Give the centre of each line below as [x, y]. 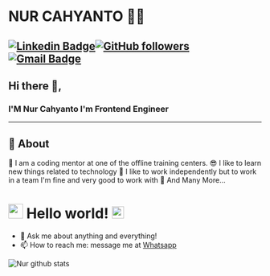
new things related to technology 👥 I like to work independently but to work [133, 171]
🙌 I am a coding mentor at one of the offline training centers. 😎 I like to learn [135, 163]
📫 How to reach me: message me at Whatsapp [98, 245]
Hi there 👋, [35, 86]
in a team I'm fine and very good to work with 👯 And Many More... [117, 180]
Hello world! [67, 214]
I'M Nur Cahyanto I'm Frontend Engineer [88, 109]
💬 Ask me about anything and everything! [88, 236]
